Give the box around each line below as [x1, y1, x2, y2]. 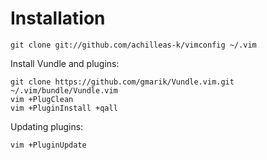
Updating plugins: [10, 120, 84, 132]
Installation [10, 7, 106, 30]
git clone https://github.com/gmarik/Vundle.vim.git [10, 77, 235, 87]
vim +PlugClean [10, 94, 74, 104]
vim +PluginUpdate [10, 140, 87, 150]
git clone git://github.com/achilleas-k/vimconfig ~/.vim [10, 40, 257, 50]
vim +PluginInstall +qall [10, 103, 118, 113]
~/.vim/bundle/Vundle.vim [10, 85, 118, 96]
